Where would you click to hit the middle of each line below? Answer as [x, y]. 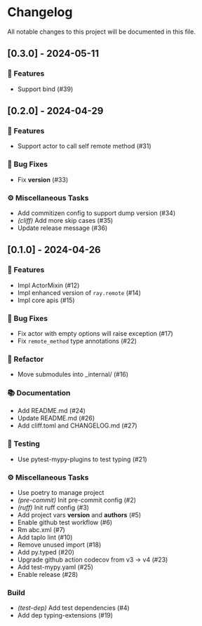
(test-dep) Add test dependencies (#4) [73, 608]
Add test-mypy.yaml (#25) [55, 567]
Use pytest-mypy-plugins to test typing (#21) [82, 459]
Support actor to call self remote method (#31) [85, 146]
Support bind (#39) [45, 89]
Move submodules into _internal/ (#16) [73, 374]
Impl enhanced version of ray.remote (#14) [79, 292]
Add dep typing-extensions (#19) [65, 615]
